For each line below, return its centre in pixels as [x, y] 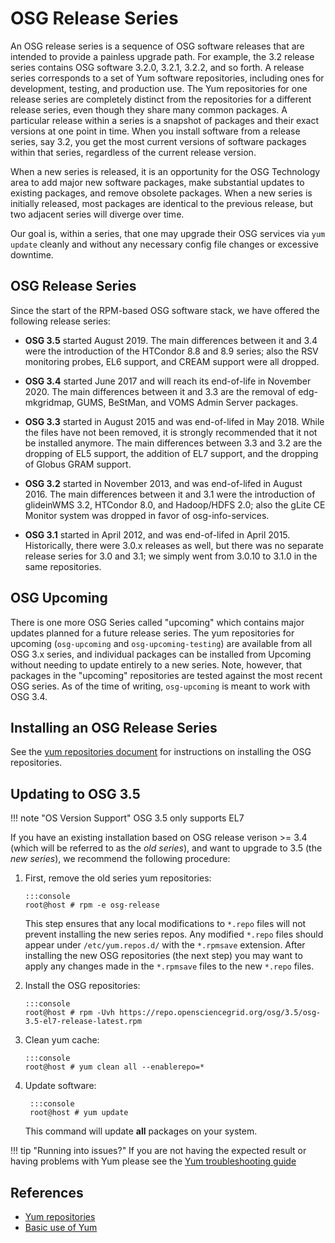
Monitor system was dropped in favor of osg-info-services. [147, 515]
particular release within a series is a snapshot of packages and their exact [165, 120]
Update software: [60, 1086]
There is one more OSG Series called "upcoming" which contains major [157, 622]
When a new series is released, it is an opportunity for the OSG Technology [165, 171]
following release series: [60, 321]
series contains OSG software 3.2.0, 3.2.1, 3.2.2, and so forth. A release [157, 67]
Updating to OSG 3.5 [75, 793]
